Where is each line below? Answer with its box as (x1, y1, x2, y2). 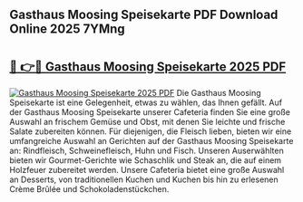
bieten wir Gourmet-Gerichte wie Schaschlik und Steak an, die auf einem (9, 155, 282, 166)
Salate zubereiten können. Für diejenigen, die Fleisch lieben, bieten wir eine (9, 126, 292, 137)
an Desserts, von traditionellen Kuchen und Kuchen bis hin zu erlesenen (9, 174, 279, 185)
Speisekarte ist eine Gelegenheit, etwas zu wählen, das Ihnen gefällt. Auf (9, 97, 283, 108)
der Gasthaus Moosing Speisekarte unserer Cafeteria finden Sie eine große (9, 107, 290, 117)
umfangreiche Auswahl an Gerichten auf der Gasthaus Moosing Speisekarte (9, 136, 294, 146)
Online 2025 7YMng (9, 22, 125, 37)
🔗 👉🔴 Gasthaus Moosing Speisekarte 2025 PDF (9, 59, 287, 74)
